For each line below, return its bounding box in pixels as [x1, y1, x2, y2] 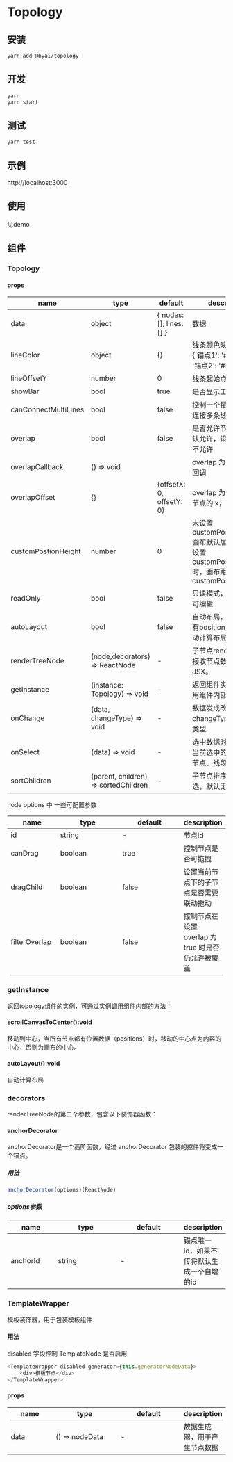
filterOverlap [10, 937, 52, 947]
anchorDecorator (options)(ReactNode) [7, 1187, 116, 1194]
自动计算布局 [7, 1075, 44, 1084]
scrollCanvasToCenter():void [7, 1018, 92, 1026]
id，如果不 [183, 1246, 218, 1256]
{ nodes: [157, 310, 184, 320]
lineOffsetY [10, 373, 47, 383]
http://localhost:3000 [7, 178, 68, 186]
